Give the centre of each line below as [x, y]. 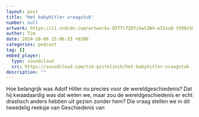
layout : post [22, 12]
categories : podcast [32, 45]
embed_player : [24, 56]
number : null [22, 22]
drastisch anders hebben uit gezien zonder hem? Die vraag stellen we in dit [98, 102]
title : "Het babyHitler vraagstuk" [50, 17]
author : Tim [21, 34]
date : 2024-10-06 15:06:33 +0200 [47, 39]
